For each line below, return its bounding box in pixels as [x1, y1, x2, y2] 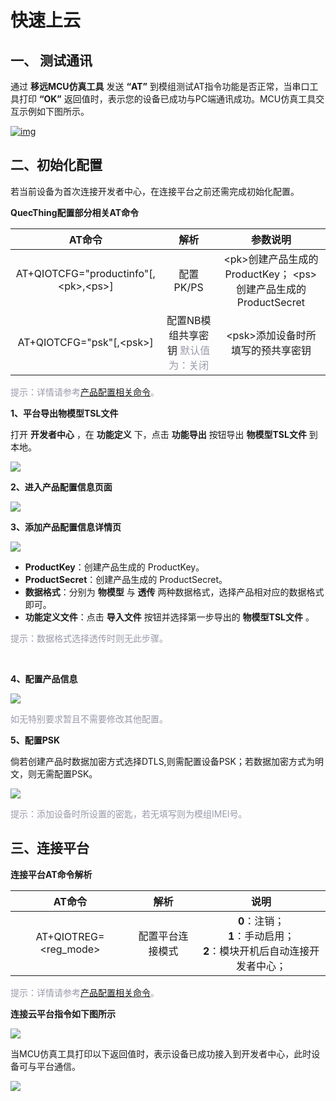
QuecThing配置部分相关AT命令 [10, 206, 140, 218]
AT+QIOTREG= [35, 929, 105, 943]
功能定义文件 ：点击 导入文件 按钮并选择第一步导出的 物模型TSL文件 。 [24, 611, 315, 623]
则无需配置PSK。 [27, 767, 98, 780]
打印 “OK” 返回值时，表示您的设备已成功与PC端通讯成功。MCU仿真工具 [18, 93, 317, 105]
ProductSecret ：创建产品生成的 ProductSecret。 [24, 573, 228, 585]
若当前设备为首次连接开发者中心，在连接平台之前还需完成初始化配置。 [10, 185, 300, 197]
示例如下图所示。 [18, 106, 90, 117]
